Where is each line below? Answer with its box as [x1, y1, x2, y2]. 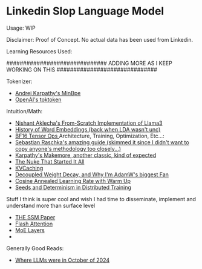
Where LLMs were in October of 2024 [15, 256, 110, 264]
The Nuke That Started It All [15, 158, 85, 165]
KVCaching [15, 164, 44, 171]
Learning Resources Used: [6, 47, 73, 55]
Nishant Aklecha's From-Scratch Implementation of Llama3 [15, 119, 163, 127]
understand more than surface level [6, 202, 96, 209]
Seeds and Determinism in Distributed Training [15, 184, 132, 191]
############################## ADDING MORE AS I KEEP [6, 59, 172, 67]
